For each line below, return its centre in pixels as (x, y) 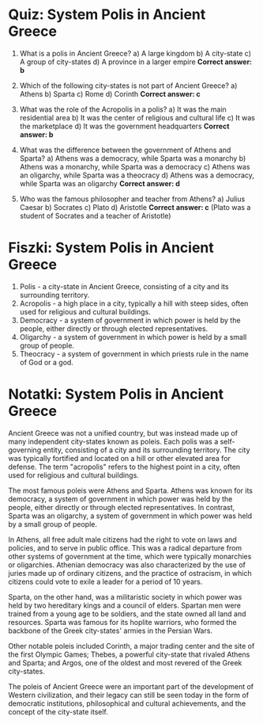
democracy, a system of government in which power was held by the (120, 499)
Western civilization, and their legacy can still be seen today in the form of (129, 695)
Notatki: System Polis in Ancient (116, 394)
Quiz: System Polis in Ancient (107, 15)
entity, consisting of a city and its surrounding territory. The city (147, 450)
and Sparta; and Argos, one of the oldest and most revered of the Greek (125, 662)
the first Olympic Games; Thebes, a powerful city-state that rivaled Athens (129, 654)
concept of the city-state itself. (58, 711)
